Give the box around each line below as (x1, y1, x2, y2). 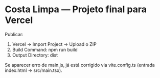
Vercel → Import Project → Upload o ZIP (12, 41, 97, 47)
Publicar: (5, 31, 24, 37)
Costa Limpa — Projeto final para (5, 4, 147, 15)
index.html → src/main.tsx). (5, 67, 62, 73)
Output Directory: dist (12, 52, 58, 58)
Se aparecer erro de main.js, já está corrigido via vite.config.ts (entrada (5, 62, 155, 68)
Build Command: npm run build (12, 46, 78, 53)
